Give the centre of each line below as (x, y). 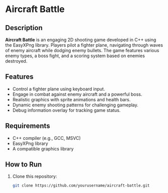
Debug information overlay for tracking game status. (66, 110)
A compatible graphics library (43, 148)
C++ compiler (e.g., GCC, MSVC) (47, 138)
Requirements (28, 126)
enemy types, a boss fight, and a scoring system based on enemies (75, 56)
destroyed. (16, 61)
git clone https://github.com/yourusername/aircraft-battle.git (81, 186)
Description (24, 28)
